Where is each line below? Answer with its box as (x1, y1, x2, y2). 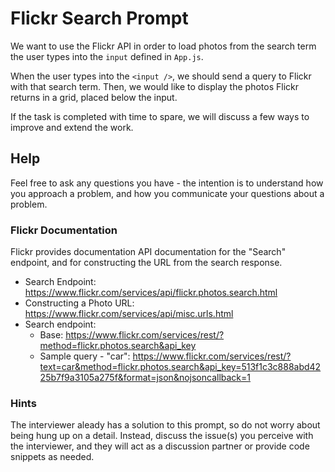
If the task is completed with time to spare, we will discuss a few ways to (10, 110, 310, 122)
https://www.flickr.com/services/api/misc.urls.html (24, 308, 234, 320)
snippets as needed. (10, 451, 95, 463)
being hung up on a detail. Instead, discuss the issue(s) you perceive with (10, 430, 314, 442)
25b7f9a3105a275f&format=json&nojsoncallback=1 (39, 372, 252, 384)
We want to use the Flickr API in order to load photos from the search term (10, 40, 317, 52)
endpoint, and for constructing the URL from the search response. (10, 257, 283, 269)
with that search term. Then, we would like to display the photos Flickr (10, 80, 299, 92)
